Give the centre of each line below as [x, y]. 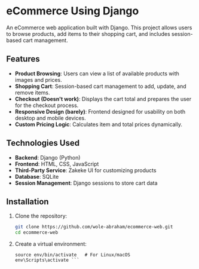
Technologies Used [43, 143]
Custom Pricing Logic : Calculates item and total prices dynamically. [99, 124]
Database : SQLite [37, 176]
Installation [27, 201]
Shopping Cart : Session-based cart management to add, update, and [100, 86]
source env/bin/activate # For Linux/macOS [72, 255]
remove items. [32, 92]
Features [23, 59]
